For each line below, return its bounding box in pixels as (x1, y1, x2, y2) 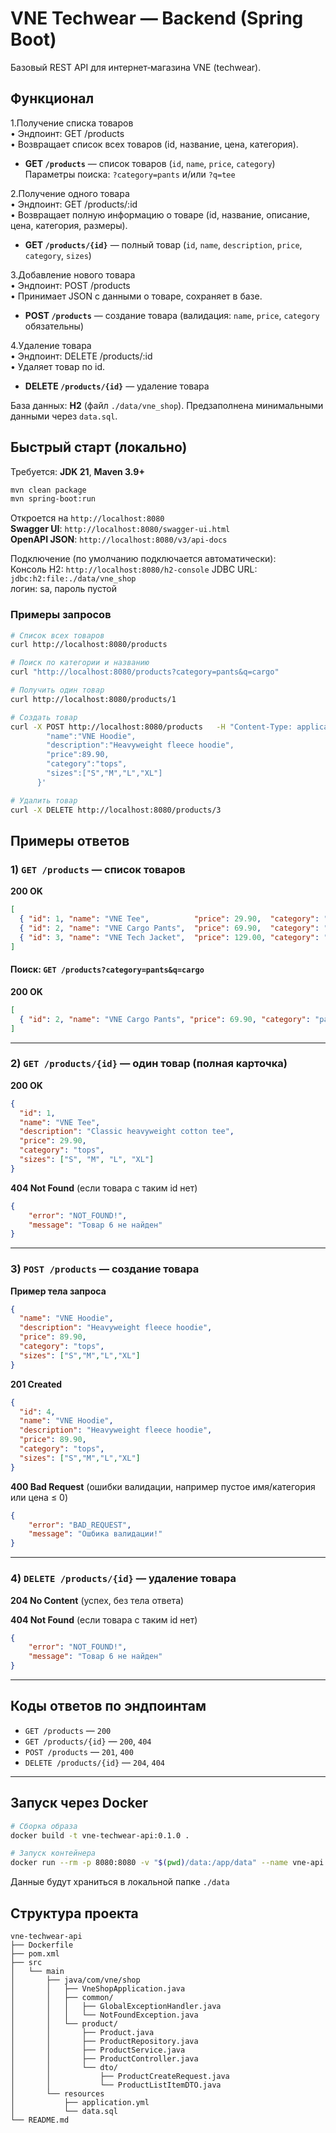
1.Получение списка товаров (10, 117, 134, 129)
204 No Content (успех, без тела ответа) (10, 1594, 185, 1606)
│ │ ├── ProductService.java (10, 2045, 186, 2055)
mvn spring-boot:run (10, 494, 97, 504)
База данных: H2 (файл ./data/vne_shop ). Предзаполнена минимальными (10, 399, 324, 411)
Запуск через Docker (10, 1795, 149, 1812)
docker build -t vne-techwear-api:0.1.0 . (10, 1830, 190, 1841)
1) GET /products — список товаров (10, 862, 186, 876)
